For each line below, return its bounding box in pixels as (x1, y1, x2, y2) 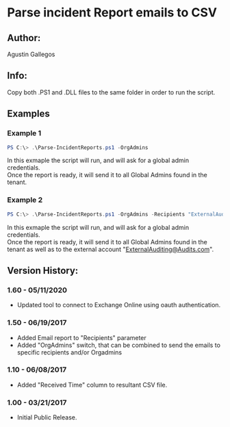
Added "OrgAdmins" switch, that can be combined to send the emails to (16, 341, 221, 349)
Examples (7, 108, 50, 120)
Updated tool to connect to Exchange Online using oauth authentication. (16, 301, 221, 309)
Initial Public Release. (16, 413, 77, 422)
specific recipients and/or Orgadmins (16, 348, 123, 357)
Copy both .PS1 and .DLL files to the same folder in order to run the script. (7, 88, 216, 96)
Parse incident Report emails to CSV (7, 5, 218, 21)
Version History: (7, 265, 79, 276)
